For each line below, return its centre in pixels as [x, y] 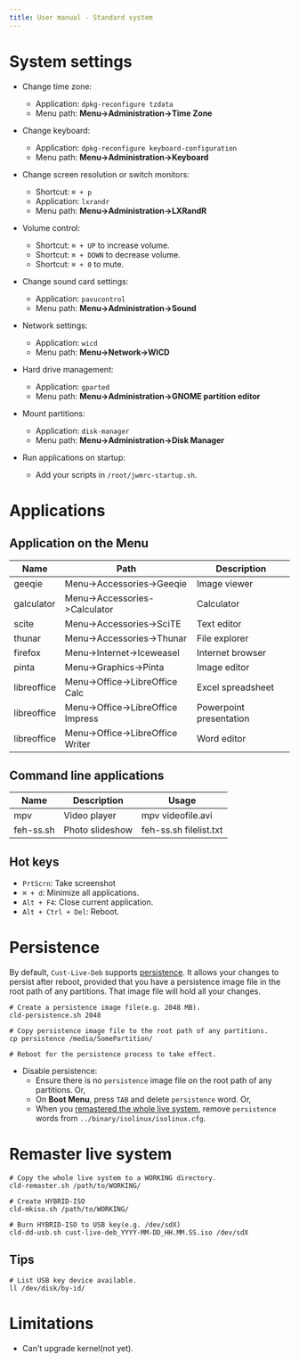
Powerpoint [221, 707]
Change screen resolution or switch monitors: [105, 174]
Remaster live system [91, 1154]
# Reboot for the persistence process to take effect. [113, 1054]
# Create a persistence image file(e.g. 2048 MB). [105, 1008]
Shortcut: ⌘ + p [63, 192]
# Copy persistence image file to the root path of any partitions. [139, 1031]
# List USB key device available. [73, 1280]
